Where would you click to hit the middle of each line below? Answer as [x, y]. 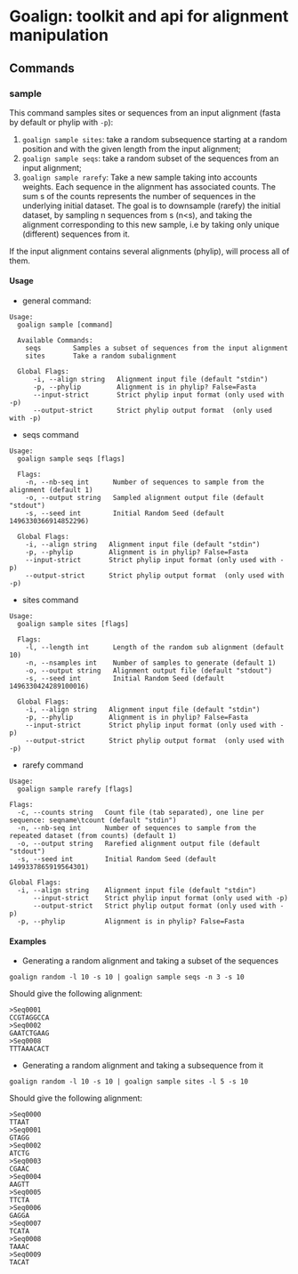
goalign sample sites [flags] [73, 625]
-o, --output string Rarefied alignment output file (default [139, 844]
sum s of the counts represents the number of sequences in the [139, 196]
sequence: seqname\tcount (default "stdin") [93, 820]
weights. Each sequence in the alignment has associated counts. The [149, 186]
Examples [28, 941]
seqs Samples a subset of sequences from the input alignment [157, 349]
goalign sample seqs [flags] [71, 459]
